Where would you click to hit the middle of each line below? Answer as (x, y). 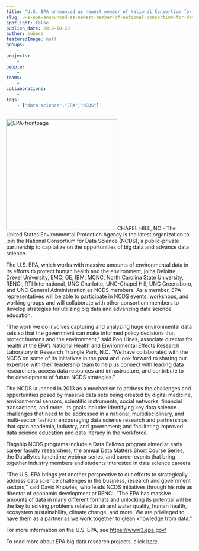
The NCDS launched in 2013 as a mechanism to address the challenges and (99, 388)
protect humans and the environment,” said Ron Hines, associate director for (99, 339)
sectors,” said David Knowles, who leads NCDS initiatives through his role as (99, 487)
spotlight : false (28, 23)
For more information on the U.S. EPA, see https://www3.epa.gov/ (86, 530)
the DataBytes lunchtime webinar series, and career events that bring (91, 456)
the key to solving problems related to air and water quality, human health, (97, 506)
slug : (13, 17)
